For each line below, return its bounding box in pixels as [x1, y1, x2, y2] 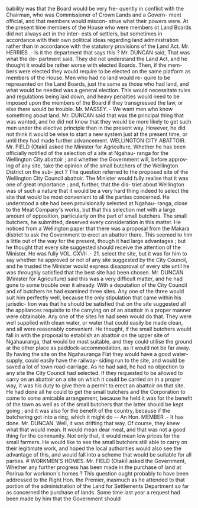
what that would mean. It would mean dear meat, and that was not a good [6, 426, 186, 433]
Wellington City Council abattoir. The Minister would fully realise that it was [6, 174, 189, 182]
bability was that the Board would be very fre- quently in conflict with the [6, 5, 184, 12]
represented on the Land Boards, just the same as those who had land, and [6, 80, 189, 88]
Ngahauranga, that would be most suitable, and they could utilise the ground [6, 338, 193, 345]
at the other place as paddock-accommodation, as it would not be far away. [6, 344, 190, 351]
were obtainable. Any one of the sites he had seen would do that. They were [6, 313, 192, 320]
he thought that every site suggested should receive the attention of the [6, 244, 181, 251]
